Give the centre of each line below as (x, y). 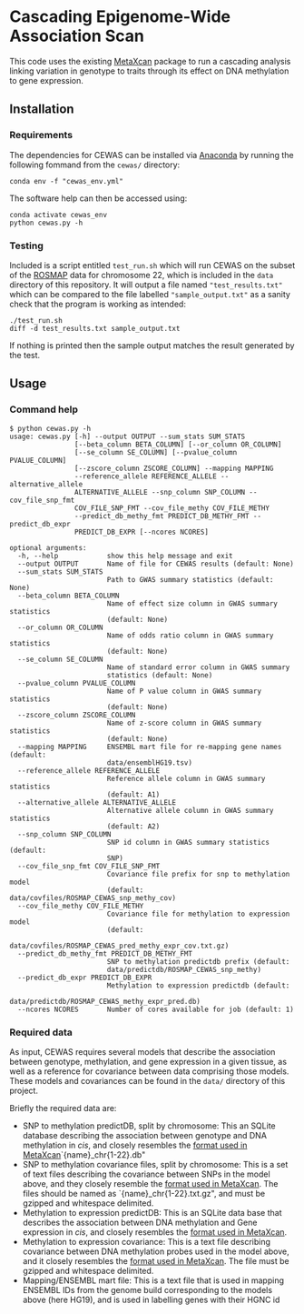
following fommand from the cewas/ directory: (95, 165)
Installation (42, 110)
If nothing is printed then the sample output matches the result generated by (152, 345)
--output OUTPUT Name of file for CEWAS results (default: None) (156, 564)
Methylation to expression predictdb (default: (198, 985)
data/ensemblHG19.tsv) (150, 762)
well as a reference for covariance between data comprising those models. (149, 1071)
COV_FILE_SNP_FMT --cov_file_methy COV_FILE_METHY (172, 508)
